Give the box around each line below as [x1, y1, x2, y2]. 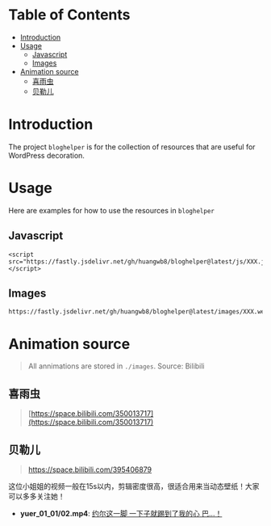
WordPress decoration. [8, 150, 85, 160]
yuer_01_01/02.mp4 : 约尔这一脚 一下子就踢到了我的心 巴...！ [19, 509, 223, 518]
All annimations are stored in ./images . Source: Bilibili [27, 361, 205, 371]
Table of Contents [8, 6, 131, 24]
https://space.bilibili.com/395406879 [27, 465, 152, 474]
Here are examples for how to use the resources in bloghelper [8, 205, 215, 215]
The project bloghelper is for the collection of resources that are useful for [8, 141, 256, 151]
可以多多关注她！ [8, 491, 65, 501]
